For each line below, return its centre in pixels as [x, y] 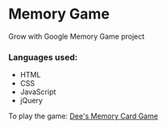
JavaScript [38, 92]
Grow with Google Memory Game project [77, 36]
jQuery [31, 101]
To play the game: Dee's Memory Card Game [83, 116]
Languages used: [43, 57]
